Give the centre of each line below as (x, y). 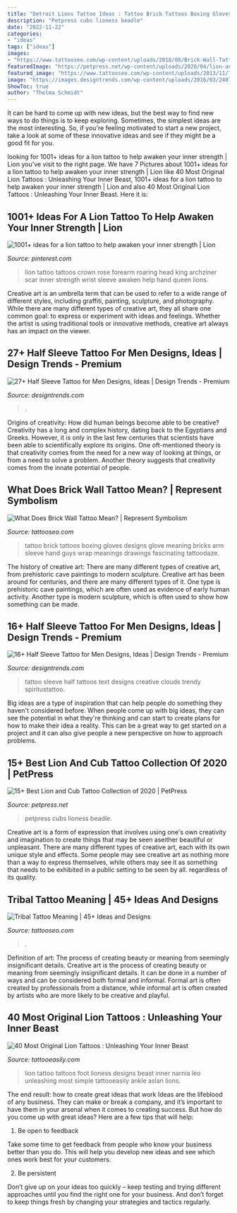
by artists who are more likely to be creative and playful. (89, 995)
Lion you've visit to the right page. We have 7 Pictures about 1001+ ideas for (117, 164)
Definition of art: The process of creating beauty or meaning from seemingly (118, 958)
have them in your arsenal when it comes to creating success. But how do (115, 1109)
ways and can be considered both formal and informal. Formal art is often (114, 980)
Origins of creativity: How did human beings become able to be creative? (114, 422)
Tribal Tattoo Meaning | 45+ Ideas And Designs (113, 899)
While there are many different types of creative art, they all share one (109, 308)
